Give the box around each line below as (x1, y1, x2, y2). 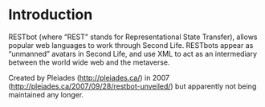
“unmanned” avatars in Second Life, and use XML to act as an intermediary (8, 49, 258, 58)
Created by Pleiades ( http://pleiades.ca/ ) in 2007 (8, 73, 170, 82)
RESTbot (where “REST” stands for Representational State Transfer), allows (8, 32, 258, 42)
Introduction (8, 6, 93, 24)
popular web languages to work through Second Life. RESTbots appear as (8, 40, 254, 50)
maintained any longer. (8, 89, 84, 99)
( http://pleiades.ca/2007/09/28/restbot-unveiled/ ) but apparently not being (8, 81, 257, 91)
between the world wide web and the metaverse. (8, 57, 170, 67)
